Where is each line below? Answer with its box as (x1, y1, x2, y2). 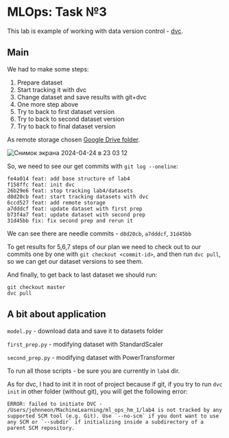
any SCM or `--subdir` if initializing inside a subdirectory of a (7, 418, 204, 426)
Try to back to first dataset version (16, 107, 115, 115)
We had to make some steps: (7, 65, 89, 73)
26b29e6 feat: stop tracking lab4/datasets (7, 187, 134, 194)
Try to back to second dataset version (16, 115, 125, 123)
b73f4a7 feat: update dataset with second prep (7, 211, 146, 218)
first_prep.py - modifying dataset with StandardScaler (7, 340, 163, 348)
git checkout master (7, 284, 67, 290)
